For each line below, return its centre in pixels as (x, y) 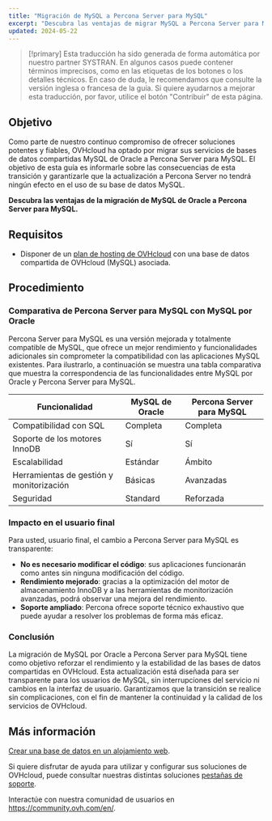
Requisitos (36, 234)
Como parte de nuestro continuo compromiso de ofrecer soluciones (122, 142)
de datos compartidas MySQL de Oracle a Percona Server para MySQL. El (132, 159)
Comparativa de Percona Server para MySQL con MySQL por (130, 311)
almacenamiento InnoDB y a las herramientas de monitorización (126, 590)
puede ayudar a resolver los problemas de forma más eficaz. (122, 616)
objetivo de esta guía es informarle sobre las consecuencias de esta (122, 167)
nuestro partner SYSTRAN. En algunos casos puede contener (131, 62)
